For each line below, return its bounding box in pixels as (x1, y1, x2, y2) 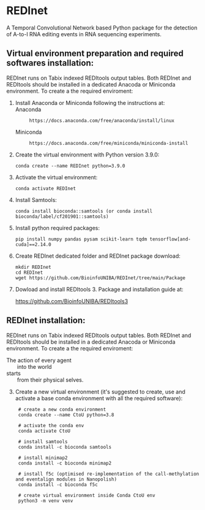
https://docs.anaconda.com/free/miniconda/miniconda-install (29, 140, 188, 146)
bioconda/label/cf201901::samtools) (15, 213, 109, 220)
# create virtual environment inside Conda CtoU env (18, 492, 155, 498)
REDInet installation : (6, 315, 86, 326)
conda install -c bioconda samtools (18, 444, 112, 450)
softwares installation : (6, 58, 94, 68)
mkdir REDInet (15, 264, 51, 270)
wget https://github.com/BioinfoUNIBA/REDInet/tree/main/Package (15, 274, 185, 281)
